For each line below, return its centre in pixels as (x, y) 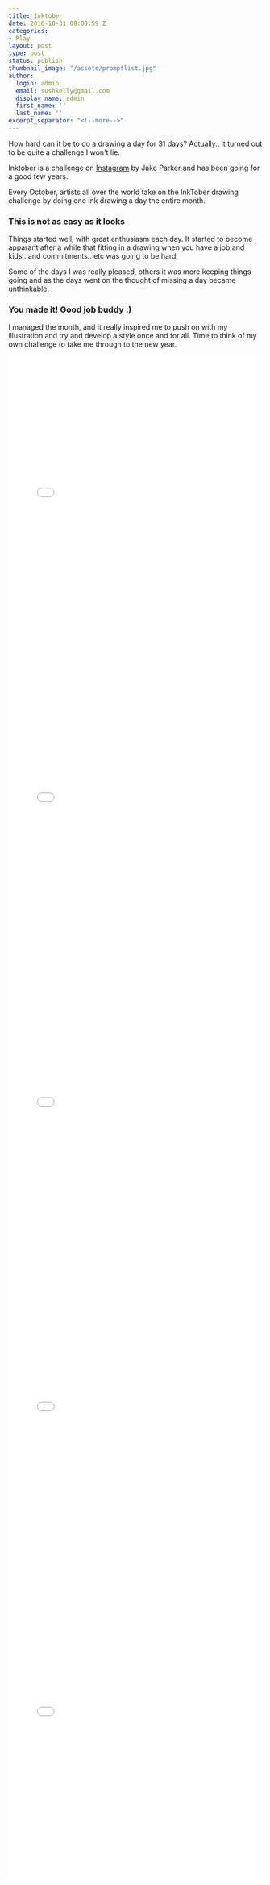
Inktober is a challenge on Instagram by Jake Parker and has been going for (134, 168)
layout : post (30, 46)
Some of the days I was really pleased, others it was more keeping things (130, 272)
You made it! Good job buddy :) (70, 309)
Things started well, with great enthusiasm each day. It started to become (131, 239)
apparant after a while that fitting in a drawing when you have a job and (127, 247)
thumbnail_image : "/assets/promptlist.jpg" (83, 69)
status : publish (35, 61)
